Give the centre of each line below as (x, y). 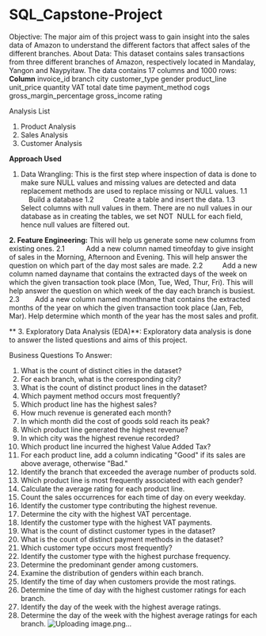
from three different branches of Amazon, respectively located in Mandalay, (133, 62)
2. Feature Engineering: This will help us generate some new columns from (132, 240)
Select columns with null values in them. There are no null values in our (136, 207)
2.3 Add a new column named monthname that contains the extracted (130, 299)
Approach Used (35, 158)
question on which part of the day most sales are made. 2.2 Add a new (133, 265)
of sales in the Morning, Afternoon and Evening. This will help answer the (128, 256)
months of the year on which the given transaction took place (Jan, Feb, (126, 307)
